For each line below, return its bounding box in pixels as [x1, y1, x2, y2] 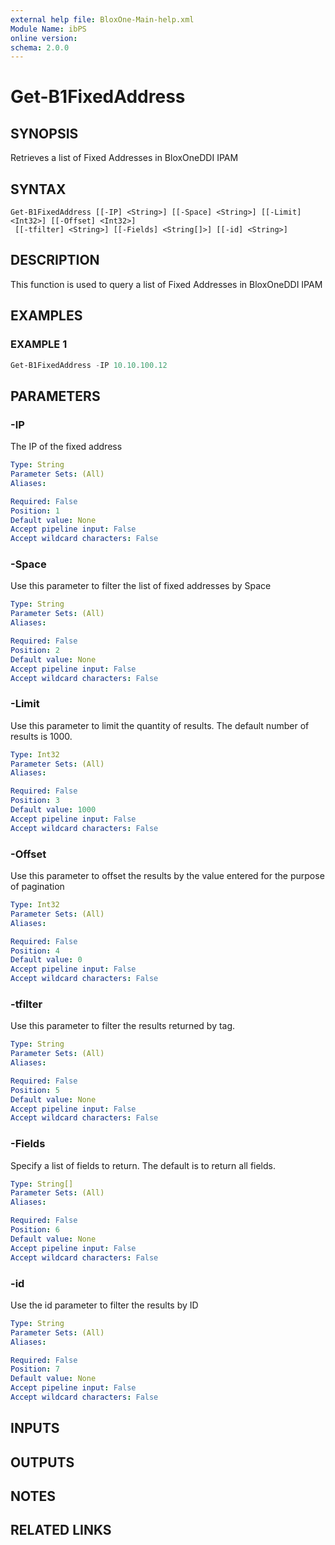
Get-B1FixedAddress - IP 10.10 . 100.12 [10, 360, 168, 370]
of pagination [10, 881, 65, 893]
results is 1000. [10, 730, 73, 742]
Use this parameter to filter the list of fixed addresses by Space [10, 580, 272, 592]
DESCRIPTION [10, 252, 100, 269]
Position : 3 [10, 796, 60, 806]
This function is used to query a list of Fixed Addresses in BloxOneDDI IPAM [10, 278, 323, 290]
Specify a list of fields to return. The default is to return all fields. [10, 1159, 276, 1171]
